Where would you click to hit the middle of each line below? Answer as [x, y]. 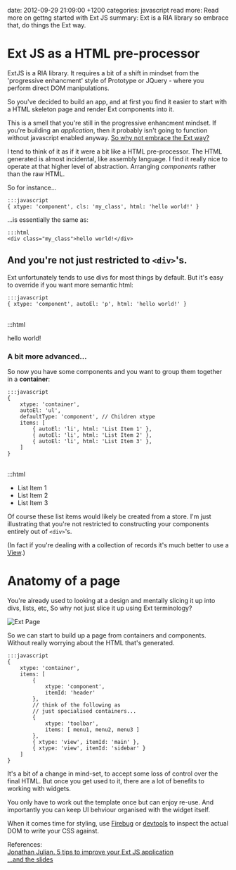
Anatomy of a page [64, 581]
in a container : [29, 379]
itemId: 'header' [70, 692]
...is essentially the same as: [48, 219]
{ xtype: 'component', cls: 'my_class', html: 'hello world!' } [103, 206]
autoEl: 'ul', [40, 411]
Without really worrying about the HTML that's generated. [91, 642]
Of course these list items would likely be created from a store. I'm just [110, 516]
